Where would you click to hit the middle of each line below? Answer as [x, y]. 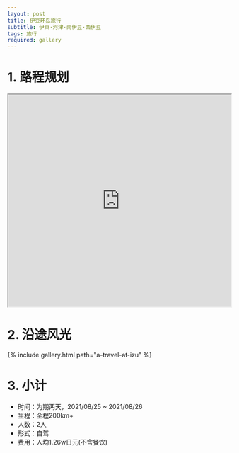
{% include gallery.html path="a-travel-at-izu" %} [80, 355]
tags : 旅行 [22, 34]
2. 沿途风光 [40, 335]
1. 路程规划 [38, 78]
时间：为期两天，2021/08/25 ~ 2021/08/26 [80, 406]
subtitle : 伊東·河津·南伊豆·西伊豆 [54, 27]
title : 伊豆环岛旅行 [34, 21]
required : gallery [34, 40]
